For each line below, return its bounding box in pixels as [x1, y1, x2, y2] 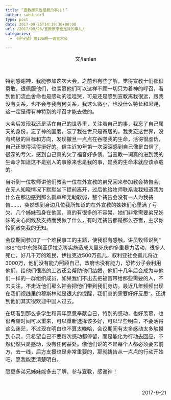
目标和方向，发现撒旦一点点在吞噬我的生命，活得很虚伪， [26, 135, 164, 143]
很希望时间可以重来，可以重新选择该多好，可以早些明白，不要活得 [5, 317, 164, 324]
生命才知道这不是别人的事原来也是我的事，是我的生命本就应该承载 [5, 158, 164, 166]
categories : [5, 31, 31, 36]
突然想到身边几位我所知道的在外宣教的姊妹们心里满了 [24, 201, 152, 208]
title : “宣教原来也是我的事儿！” [5, 7, 68, 13]
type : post [5, 17, 29, 22]
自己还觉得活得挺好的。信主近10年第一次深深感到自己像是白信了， [5, 143, 164, 150]
